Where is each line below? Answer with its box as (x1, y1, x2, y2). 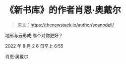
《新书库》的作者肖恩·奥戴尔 (5, 4, 122, 16)
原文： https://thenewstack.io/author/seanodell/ (17, 22, 114, 28)
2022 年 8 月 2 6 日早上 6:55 (5, 43, 63, 49)
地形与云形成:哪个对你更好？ (5, 32, 63, 38)
